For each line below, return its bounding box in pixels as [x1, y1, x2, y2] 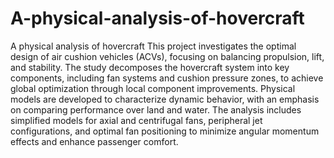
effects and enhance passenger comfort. [10, 135, 179, 147]
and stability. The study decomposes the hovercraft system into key [10, 61, 290, 73]
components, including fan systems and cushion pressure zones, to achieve [10, 72, 324, 84]
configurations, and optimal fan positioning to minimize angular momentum [10, 125, 320, 137]
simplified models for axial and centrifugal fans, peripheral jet [10, 114, 263, 126]
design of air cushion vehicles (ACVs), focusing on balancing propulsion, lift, [10, 50, 325, 62]
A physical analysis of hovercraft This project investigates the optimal [10, 40, 297, 52]
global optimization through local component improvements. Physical [10, 82, 296, 94]
